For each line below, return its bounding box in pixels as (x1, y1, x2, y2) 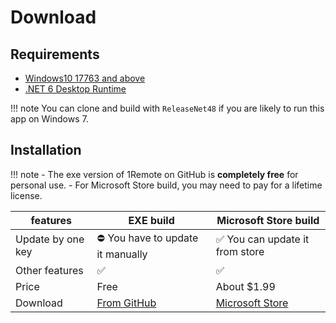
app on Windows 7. (10, 113, 89, 125)
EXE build (128, 213, 175, 227)
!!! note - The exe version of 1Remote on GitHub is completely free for (10, 168, 299, 180)
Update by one (15, 232, 85, 246)
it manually (96, 247, 148, 261)
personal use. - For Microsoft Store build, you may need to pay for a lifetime (10, 179, 323, 191)
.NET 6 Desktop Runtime (24, 83, 127, 95)
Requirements (10, 46, 100, 63)
